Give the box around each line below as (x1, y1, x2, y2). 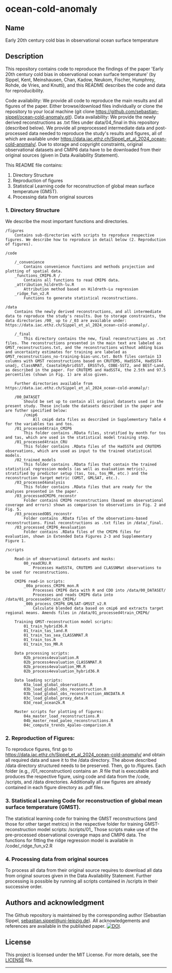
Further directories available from (14, 381, 93, 386)
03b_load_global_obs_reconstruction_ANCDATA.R (24, 691, 125, 697)
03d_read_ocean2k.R (24, 700, 66, 705)
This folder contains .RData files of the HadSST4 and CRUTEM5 (24, 444, 161, 450)
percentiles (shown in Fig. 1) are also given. (5, 372, 109, 378)
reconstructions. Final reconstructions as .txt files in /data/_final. (5, 520, 164, 526)
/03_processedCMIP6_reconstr (14, 494, 77, 499)
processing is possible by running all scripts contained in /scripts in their (5, 878, 158, 884)
